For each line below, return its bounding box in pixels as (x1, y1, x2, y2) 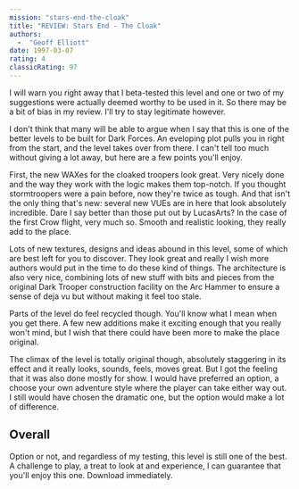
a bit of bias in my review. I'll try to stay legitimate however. (9, 106, 226, 117)
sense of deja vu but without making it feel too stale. (9, 291, 203, 302)
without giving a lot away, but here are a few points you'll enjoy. (9, 152, 243, 162)
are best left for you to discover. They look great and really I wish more (9, 253, 270, 263)
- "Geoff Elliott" (17, 37, 90, 47)
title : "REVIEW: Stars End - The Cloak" (9, 21, 162, 30)
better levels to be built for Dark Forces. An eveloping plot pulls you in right (9, 133, 285, 144)
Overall (9, 427, 51, 443)
